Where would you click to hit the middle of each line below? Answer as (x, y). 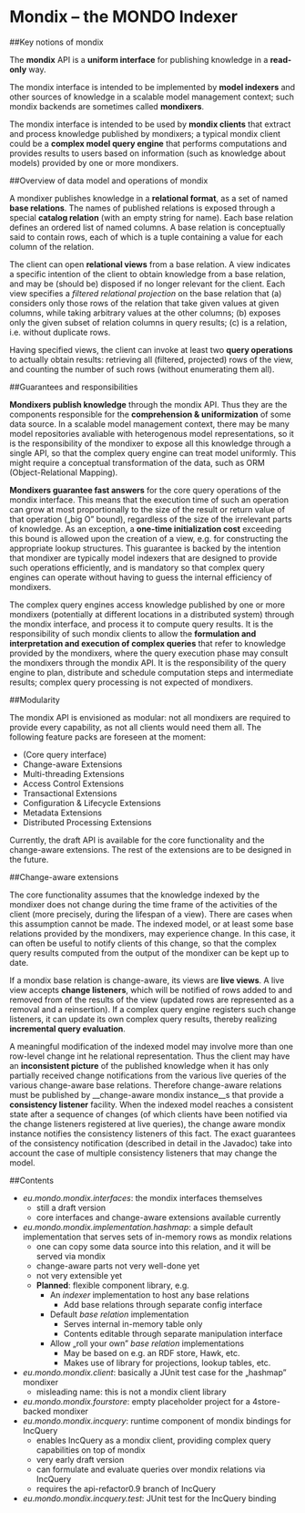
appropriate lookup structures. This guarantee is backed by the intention (145, 548)
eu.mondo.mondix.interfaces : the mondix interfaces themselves (142, 1197)
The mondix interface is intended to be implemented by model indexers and (152, 87)
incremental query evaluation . (67, 1029)
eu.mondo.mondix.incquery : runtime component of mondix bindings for (157, 1421)
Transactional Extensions (70, 793)
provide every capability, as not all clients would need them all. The (136, 727)
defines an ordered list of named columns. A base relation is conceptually (147, 227)
